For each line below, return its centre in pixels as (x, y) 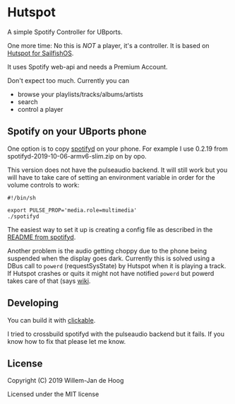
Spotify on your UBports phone (77, 132)
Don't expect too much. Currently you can (68, 80)
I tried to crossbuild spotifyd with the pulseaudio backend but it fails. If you (116, 334)
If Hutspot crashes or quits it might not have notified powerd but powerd (111, 273)
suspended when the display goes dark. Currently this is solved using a (111, 258)
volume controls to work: (43, 185)
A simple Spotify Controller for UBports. (65, 32)
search (28, 102)
